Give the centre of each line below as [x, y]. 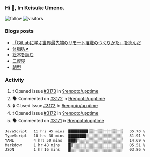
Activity [15, 80]
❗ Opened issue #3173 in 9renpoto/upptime [55, 91]
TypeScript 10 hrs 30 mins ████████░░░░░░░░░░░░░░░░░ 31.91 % [75, 136]
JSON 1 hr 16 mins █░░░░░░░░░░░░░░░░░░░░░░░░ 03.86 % [75, 150]
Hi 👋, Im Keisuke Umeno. [35, 8]
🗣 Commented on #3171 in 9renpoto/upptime [58, 120]
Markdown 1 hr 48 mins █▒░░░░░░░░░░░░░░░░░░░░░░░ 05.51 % [75, 145]
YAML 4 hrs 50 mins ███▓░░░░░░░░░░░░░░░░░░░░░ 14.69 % [75, 140]
